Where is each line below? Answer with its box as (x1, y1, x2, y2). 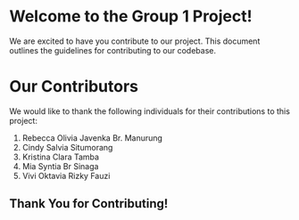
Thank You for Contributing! (9, 196, 169, 211)
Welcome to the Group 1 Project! (9, 6, 253, 27)
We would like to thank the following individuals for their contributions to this (9, 105, 290, 117)
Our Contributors (9, 77, 139, 97)
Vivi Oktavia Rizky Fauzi (21, 170, 111, 181)
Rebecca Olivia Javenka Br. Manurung (21, 132, 163, 143)
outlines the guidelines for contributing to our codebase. (9, 45, 217, 55)
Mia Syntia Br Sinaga (21, 160, 99, 171)
